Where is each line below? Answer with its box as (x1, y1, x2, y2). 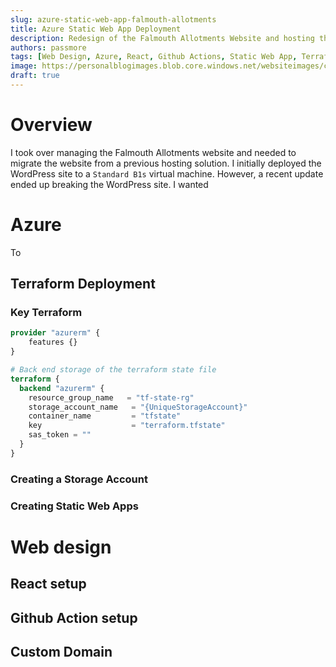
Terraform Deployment (10, 276, 156, 293)
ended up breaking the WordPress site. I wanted (10, 178, 209, 190)
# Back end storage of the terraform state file (10, 365, 217, 375)
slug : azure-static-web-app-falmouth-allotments (10, 14, 217, 25)
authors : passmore (10, 42, 87, 53)
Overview (10, 114, 93, 136)
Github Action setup (10, 609, 138, 626)
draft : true (10, 71, 60, 81)
